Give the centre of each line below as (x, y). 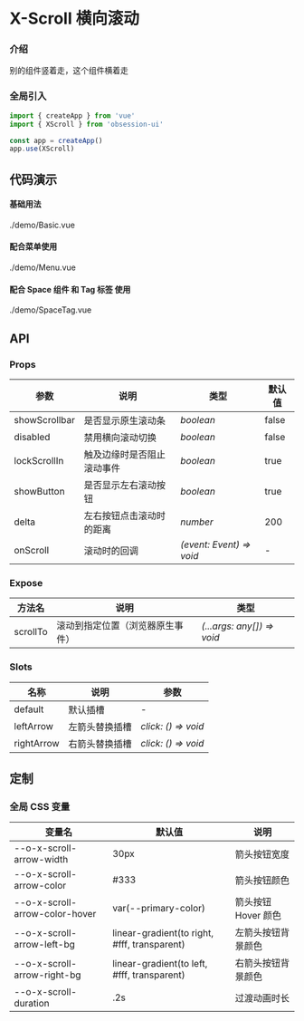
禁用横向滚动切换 (120, 438)
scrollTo (31, 632)
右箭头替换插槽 (100, 744)
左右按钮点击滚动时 (124, 515)
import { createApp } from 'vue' (72, 116)
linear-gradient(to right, (163, 933)
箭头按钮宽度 (262, 854)
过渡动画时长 (262, 998)
